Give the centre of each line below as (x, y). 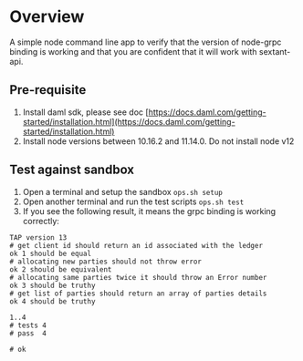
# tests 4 (28, 325)
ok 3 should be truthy (52, 285)
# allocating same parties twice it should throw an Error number (138, 277)
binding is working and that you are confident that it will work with (133, 51)
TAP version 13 (38, 237)
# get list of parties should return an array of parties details (138, 294)
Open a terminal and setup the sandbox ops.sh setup (123, 191)
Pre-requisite (48, 90)
